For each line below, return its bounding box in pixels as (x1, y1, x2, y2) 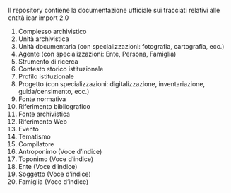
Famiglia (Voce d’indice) (18, 177, 89, 186)
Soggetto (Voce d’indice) (18, 170, 91, 178)
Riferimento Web (18, 117, 68, 126)
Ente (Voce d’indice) (18, 163, 78, 170)
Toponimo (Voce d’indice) (18, 155, 94, 163)
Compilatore (18, 140, 54, 148)
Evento (18, 125, 40, 133)
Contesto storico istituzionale (18, 65, 104, 73)
